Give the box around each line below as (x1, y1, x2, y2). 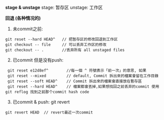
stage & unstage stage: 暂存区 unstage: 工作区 (5, 5, 103, 10)
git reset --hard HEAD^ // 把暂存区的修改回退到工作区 (5, 37, 118, 42)
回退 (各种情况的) (5, 15, 41, 21)
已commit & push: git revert (12, 99, 70, 105)
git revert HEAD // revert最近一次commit (5, 110, 93, 115)
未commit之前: (12, 26, 43, 32)
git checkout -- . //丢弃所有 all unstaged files (5, 47, 125, 52)
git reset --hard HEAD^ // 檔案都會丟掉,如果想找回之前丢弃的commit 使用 (7, 84, 159, 89)
